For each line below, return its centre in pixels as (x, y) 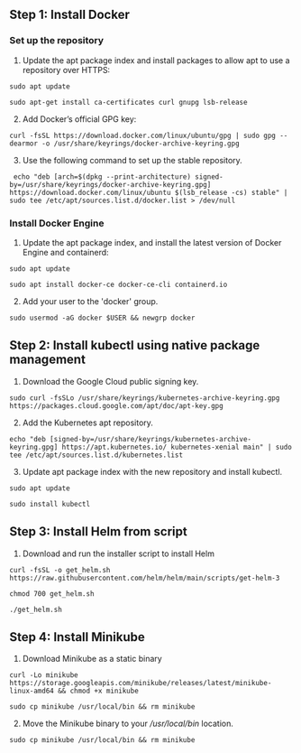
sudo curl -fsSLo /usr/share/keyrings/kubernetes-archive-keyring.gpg (145, 398)
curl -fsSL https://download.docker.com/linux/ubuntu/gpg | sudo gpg (143, 135)
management (47, 360)
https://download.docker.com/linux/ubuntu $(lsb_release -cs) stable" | (149, 192)
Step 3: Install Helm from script (98, 532)
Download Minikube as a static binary (92, 659)
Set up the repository (57, 41)
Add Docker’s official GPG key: (79, 119)
